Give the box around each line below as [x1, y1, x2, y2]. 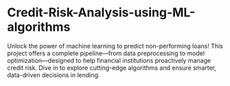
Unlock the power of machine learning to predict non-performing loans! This [7, 42, 223, 50]
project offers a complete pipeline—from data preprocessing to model [7, 49, 205, 57]
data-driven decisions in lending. [7, 70, 100, 79]
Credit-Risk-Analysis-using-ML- [7, 5, 196, 20]
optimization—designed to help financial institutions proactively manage [7, 56, 211, 64]
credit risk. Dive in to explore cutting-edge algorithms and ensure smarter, [7, 63, 217, 72]
